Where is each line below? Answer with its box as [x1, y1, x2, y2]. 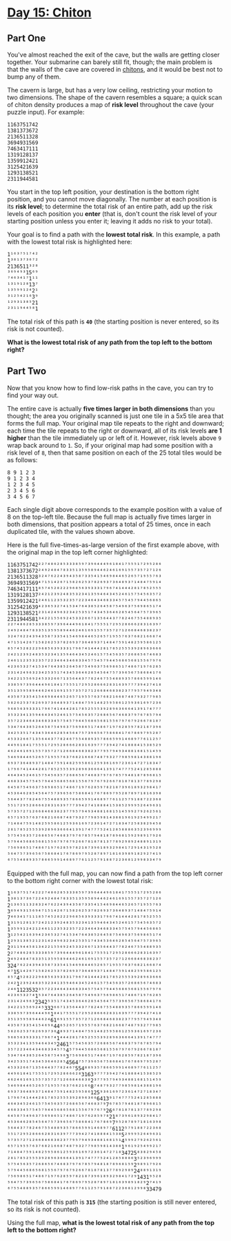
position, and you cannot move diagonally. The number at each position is [7, 195, 217, 203]
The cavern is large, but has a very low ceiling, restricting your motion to [7, 86, 213, 94]
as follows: [7, 455, 38, 464]
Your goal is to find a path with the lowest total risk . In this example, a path [7, 230, 221, 239]
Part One [7, 32, 46, 44]
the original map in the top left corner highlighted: [7, 548, 148, 556]
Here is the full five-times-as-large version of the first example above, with [7, 540, 219, 549]
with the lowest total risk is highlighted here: [7, 238, 132, 246]
